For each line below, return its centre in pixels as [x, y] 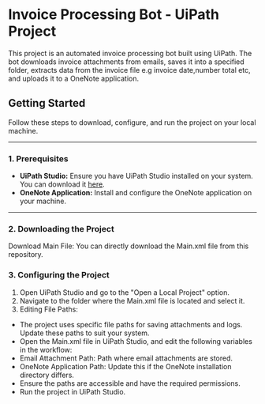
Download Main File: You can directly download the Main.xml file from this [129, 246]
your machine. [43, 201]
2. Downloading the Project [61, 228]
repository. [26, 255]
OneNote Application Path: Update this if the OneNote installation [125, 366]
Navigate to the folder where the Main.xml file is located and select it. [132, 300]
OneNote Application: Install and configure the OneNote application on [136, 193]
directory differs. [47, 375]
